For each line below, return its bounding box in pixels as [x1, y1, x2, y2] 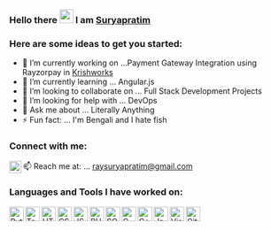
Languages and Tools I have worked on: [9, 186, 183, 198]
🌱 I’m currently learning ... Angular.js [21, 76, 155, 88]
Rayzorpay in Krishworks [21, 67, 113, 78]
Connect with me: [9, 140, 88, 152]
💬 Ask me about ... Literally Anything [21, 104, 155, 115]
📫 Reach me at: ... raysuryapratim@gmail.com [23, 160, 193, 172]
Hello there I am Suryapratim [9, 13, 151, 26]
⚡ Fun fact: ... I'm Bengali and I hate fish [21, 115, 167, 126]
